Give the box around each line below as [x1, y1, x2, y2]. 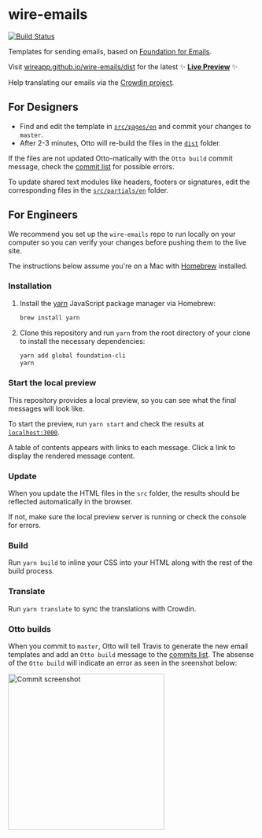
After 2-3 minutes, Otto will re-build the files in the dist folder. [19, 138, 222, 147]
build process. [8, 567, 55, 576]
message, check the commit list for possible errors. [8, 161, 175, 171]
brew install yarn [19, 313, 80, 322]
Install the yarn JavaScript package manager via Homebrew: [19, 298, 216, 308]
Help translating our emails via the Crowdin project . [8, 77, 175, 87]
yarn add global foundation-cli [19, 352, 126, 360]
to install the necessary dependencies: [19, 336, 146, 345]
